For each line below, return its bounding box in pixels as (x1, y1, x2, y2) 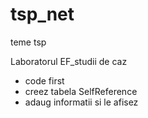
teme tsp (10, 36, 47, 48)
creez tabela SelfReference (24, 85, 138, 97)
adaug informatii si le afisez (24, 96, 139, 108)
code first (24, 74, 65, 87)
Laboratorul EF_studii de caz (10, 55, 128, 67)
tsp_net (10, 3, 75, 26)
